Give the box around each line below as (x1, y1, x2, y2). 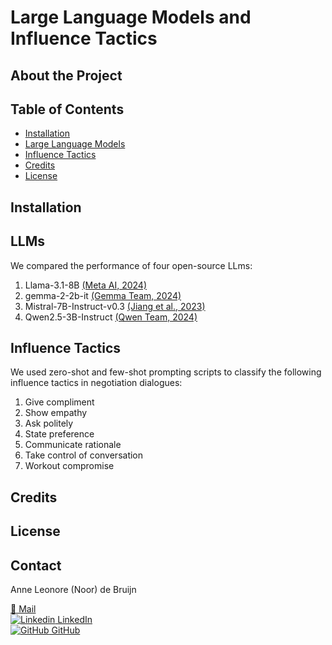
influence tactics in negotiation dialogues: (10, 377, 183, 389)
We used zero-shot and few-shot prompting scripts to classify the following (10, 366, 322, 378)
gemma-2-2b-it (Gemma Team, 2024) (24, 289, 182, 301)
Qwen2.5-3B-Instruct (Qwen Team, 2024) (24, 311, 198, 323)
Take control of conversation (24, 449, 144, 461)
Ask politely (24, 417, 74, 430)
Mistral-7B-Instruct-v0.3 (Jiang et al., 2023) (24, 300, 206, 312)
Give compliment (24, 396, 95, 408)
